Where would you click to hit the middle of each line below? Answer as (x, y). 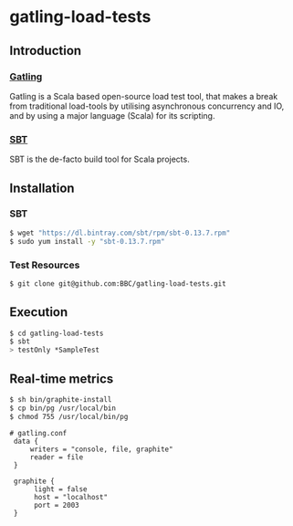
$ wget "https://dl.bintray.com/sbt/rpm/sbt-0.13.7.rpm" (120, 233)
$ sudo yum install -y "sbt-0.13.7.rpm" (88, 241)
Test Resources (45, 265)
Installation (42, 188)
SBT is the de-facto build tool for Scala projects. (99, 159)
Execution (39, 312)
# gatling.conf (38, 433)
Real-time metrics (62, 379)
